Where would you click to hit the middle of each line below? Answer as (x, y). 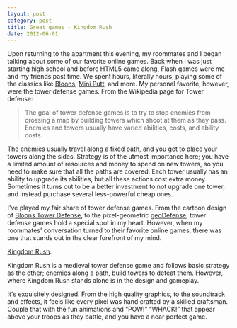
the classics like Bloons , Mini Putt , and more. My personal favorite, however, (118, 84)
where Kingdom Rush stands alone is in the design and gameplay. (103, 281)
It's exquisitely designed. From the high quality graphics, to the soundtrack (116, 294)
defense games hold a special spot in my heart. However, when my (105, 223)
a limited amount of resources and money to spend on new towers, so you (115, 164)
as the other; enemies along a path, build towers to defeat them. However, (115, 273)
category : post (30, 21)
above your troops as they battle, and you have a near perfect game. (107, 317)
